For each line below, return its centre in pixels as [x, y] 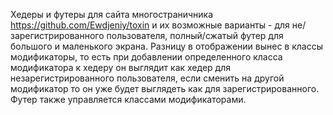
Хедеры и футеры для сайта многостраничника [112, 14]
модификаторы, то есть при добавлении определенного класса [146, 57]
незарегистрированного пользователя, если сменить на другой [147, 78]
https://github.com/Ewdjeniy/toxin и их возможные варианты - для [150, 25]
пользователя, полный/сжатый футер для [195, 35]
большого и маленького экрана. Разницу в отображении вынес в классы [166, 46]
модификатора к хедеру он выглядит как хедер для [120, 67]
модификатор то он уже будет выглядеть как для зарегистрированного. [165, 88]
